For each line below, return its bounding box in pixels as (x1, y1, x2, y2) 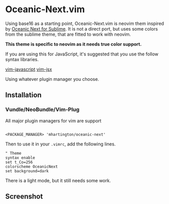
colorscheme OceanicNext (5, 164, 58, 169)
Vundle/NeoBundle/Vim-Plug (5, 106, 80, 113)
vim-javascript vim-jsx (5, 66, 52, 72)
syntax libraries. (5, 56, 39, 62)
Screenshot (5, 192, 43, 201)
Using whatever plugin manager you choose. (5, 76, 99, 82)
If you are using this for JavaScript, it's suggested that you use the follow (5, 51, 159, 57)
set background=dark (5, 168, 49, 173)
